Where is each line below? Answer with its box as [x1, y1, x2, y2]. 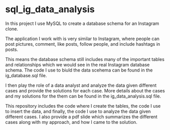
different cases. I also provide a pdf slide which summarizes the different [5, 113, 158, 120]
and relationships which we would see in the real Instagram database [5, 61, 150, 68]
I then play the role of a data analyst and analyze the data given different [5, 82, 157, 88]
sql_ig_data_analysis [5, 4, 95, 15]
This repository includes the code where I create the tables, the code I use [5, 103, 161, 109]
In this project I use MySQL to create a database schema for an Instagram [5, 20, 159, 26]
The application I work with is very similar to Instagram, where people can [5, 36, 160, 42]
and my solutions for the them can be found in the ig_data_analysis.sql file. [5, 93, 161, 99]
